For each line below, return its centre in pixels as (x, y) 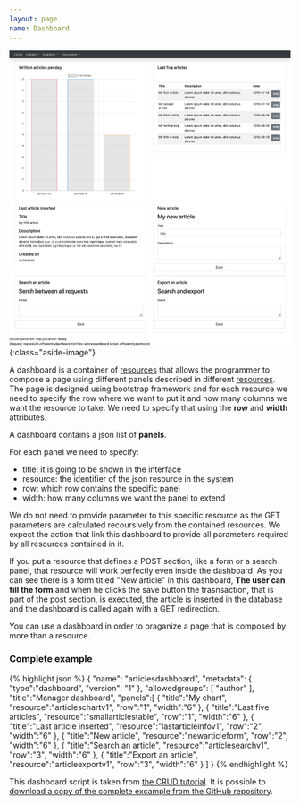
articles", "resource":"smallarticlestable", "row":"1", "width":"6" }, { (132, 716)
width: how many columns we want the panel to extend (124, 498)
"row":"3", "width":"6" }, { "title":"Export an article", (104, 754)
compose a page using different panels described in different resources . (142, 380)
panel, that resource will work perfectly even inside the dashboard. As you (146, 571)
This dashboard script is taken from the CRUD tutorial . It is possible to (137, 781)
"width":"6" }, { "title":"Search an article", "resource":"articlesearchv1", (139, 745)
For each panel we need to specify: (74, 452)
